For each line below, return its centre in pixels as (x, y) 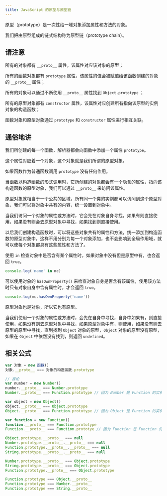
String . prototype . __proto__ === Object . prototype (58, 466)
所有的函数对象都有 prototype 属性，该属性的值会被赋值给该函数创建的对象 (82, 76)
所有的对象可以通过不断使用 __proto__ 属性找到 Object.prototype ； (75, 93)
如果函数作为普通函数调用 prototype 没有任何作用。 (58, 171)
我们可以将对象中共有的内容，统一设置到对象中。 (64, 205)
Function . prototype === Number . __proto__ (49, 484)
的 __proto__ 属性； (25, 82)
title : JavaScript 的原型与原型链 (38, 10)
